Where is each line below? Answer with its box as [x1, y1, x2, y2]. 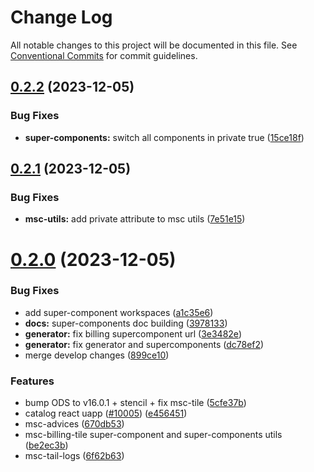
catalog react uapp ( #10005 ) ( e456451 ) [24, 407, 188, 420]
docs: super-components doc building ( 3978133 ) [24, 317, 228, 329]
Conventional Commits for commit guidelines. [10, 49, 198, 61]
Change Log [10, 6, 113, 29]
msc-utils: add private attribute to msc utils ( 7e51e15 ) [24, 213, 246, 225]
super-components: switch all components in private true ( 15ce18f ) [24, 131, 305, 143]
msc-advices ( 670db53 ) [24, 418, 125, 430]
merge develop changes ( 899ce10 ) [24, 349, 170, 361]
